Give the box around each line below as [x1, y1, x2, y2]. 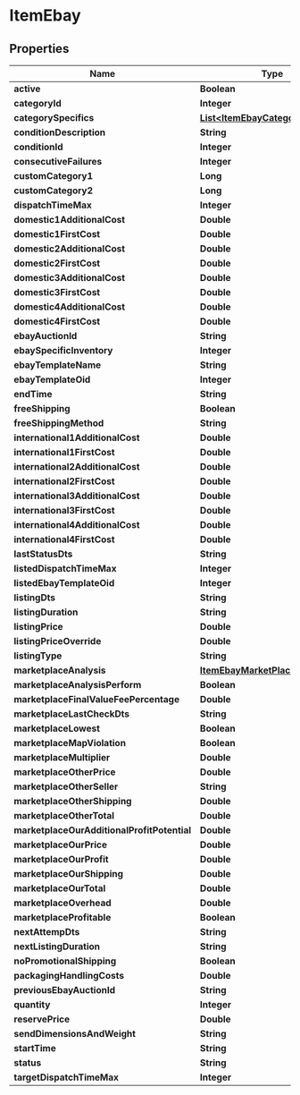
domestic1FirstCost [13, 228, 101, 240]
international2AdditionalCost [13, 461, 140, 472]
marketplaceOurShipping [13, 868, 123, 879]
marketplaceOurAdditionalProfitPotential [13, 824, 192, 836]
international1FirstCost [13, 446, 115, 458]
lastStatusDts [13, 547, 73, 560]
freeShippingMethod [13, 417, 104, 429]
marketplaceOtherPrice [13, 766, 116, 778]
